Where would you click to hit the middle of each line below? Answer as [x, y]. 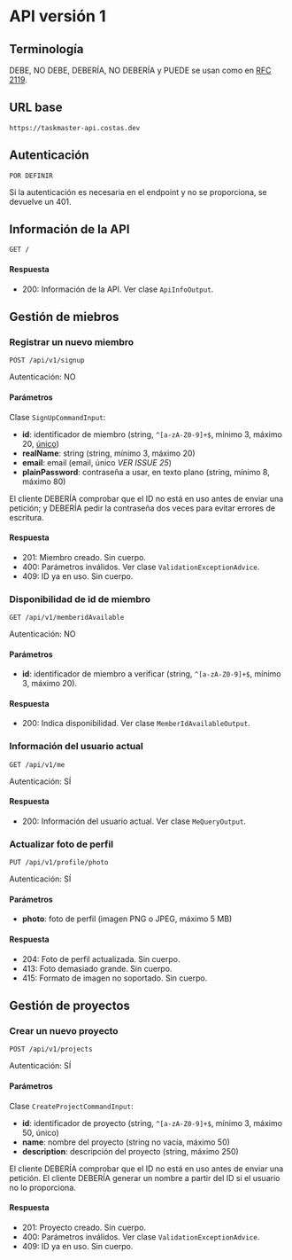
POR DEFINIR [31, 176]
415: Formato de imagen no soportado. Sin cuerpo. [115, 978]
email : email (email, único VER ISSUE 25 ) [97, 462]
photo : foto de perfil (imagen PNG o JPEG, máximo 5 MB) [127, 919]
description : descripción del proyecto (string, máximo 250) [130, 1151]
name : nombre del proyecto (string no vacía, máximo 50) [126, 1142]
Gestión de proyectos [70, 1006]
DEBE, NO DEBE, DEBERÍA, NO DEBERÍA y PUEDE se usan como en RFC [140, 70]
